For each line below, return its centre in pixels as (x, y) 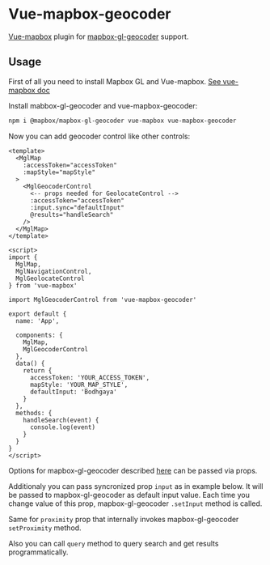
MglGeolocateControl (50, 278)
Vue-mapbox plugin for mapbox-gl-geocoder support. (99, 36)
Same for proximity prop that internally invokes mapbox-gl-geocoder (124, 519)
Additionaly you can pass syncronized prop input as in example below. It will (136, 486)
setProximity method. (45, 528)
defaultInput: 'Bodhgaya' (73, 392)
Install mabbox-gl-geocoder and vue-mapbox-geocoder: (103, 105)
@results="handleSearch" (72, 215)
